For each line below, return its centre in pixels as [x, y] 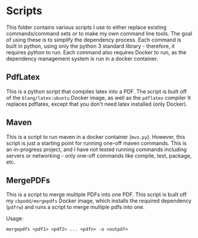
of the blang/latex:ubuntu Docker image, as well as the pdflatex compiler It [98, 97]
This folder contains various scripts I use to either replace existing [86, 27]
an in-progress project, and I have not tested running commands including [97, 149]
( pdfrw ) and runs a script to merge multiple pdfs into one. [75, 207]
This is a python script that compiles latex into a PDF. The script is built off [97, 91]
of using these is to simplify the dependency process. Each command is [94, 40]
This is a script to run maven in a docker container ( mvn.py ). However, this [96, 136]
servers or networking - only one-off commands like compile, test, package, [99, 155]
